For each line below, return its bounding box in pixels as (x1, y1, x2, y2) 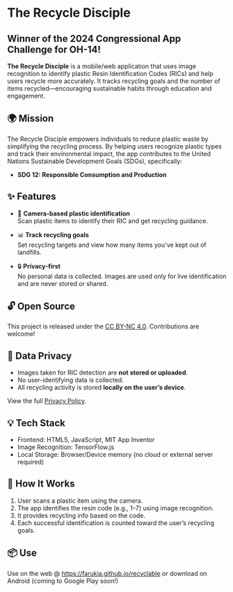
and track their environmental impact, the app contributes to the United (7, 149, 211, 158)
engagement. (7, 92, 45, 100)
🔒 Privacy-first (17, 261, 61, 270)
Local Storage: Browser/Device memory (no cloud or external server (17, 450, 214, 459)
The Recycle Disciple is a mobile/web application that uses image (7, 62, 197, 70)
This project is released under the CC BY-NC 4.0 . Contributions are (7, 322, 200, 331)
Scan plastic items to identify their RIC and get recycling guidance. (17, 216, 209, 225)
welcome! (7, 330, 35, 338)
